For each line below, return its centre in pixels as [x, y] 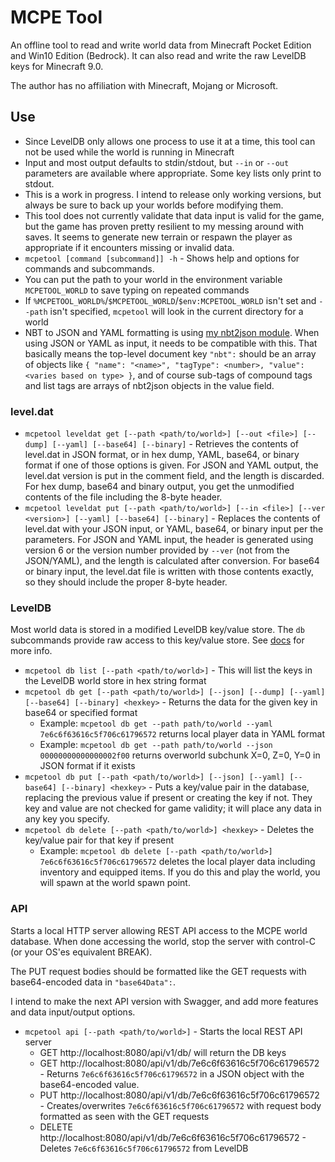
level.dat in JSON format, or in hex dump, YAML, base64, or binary [162, 455]
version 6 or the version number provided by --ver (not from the [157, 550]
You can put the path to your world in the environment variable [153, 279]
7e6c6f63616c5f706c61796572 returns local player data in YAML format [182, 734]
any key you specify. [67, 819]
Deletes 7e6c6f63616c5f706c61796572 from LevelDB [144, 1148]
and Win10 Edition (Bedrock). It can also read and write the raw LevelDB [158, 55]
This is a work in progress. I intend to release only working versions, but [173, 194]
